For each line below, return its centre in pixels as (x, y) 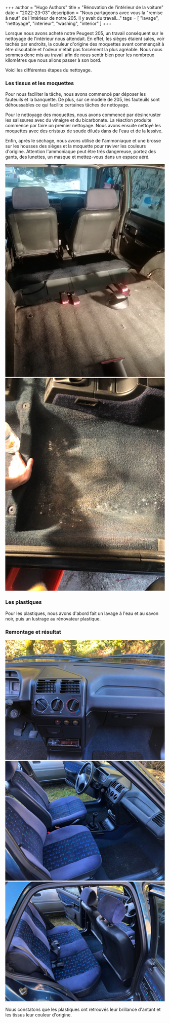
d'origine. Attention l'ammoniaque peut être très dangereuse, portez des (81, 152)
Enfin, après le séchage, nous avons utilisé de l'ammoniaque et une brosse (83, 141)
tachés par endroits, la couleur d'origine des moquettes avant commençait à (85, 44)
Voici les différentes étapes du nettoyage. (49, 70)
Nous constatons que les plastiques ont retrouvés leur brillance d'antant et (83, 1009)
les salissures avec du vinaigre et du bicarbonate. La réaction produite (78, 120)
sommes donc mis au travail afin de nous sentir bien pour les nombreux (80, 55)
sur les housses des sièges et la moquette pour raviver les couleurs (76, 146)
